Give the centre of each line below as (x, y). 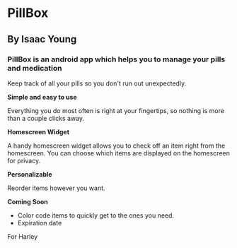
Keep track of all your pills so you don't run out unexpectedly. (97, 83)
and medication (35, 68)
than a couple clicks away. (46, 118)
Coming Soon (28, 201)
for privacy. (24, 160)
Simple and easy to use (42, 97)
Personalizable (30, 174)
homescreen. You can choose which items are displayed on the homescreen (118, 153)
